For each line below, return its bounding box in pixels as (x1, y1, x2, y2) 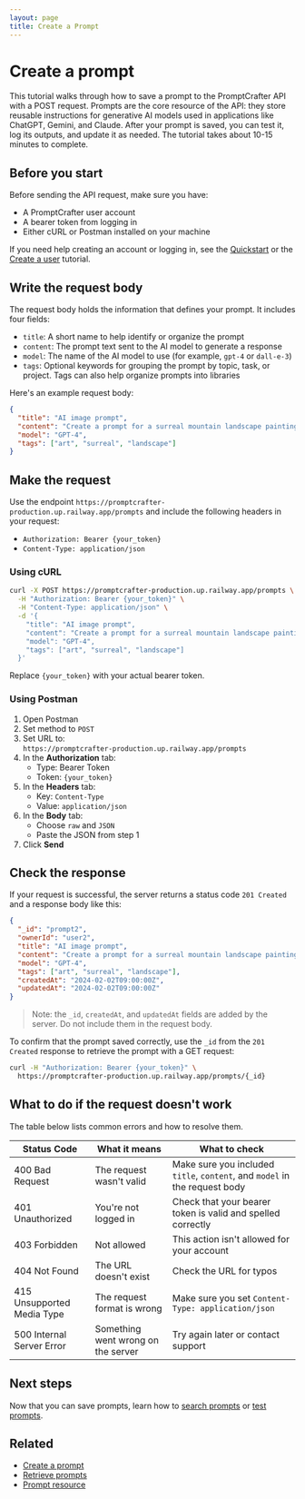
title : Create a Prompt (9, 22, 100, 31)
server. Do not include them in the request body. (31, 1019, 213, 1030)
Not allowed (94, 1238, 146, 1251)
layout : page (9, 13, 59, 23)
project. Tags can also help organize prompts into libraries (22, 370, 241, 381)
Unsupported (14, 1296, 71, 1308)
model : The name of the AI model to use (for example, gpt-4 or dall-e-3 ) (22, 350, 292, 361)
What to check (199, 1142, 265, 1155)
